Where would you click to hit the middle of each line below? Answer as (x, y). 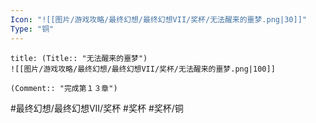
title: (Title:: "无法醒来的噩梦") (79, 58)
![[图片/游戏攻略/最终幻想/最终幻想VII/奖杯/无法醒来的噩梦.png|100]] (143, 69)
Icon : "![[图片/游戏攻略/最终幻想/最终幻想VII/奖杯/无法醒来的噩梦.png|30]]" (158, 19)
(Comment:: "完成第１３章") (64, 88)
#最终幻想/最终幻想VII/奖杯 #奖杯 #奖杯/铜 (97, 108)
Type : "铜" (32, 29)
